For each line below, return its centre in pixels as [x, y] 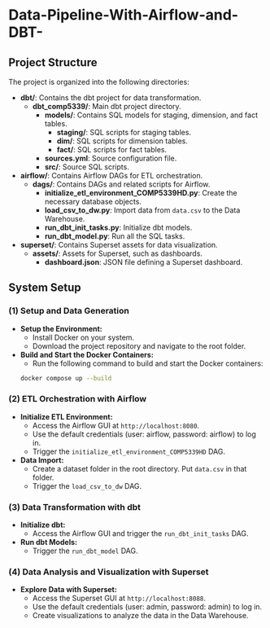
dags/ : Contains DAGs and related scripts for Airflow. [121, 184]
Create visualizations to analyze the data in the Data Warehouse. [140, 616]
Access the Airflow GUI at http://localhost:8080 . [116, 425]
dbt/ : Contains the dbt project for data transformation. [111, 98]
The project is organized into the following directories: [99, 82]
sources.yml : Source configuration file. [111, 158]
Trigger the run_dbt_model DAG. [85, 551]
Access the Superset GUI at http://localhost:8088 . [119, 598]
